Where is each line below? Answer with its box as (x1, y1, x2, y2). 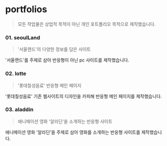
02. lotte (5, 70, 27, 77)
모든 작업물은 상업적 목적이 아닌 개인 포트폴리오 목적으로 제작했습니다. (17, 21, 156, 27)
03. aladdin (5, 106, 34, 113)
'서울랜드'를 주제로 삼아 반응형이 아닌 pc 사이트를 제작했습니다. (5, 57, 130, 63)
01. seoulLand (5, 34, 40, 41)
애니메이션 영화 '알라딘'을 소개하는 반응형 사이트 (17, 118, 113, 124)
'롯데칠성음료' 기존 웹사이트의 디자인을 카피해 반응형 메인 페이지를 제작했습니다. (5, 93, 162, 99)
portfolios (5, 4, 47, 15)
